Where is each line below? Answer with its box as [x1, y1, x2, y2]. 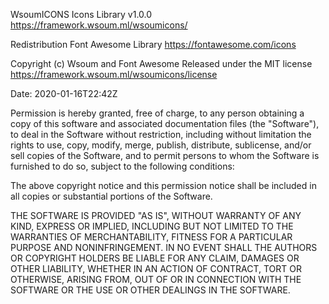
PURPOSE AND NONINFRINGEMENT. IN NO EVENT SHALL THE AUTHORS [10, 242, 318, 253]
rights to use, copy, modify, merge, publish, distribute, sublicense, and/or [10, 139, 312, 151]
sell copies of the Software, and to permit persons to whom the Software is [10, 150, 320, 161]
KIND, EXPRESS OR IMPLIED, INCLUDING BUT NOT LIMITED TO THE [10, 220, 294, 232]
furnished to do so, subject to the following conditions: [10, 160, 235, 172]
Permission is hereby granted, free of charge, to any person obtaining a [10, 107, 305, 119]
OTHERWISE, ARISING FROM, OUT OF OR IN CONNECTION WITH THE [10, 274, 302, 285]
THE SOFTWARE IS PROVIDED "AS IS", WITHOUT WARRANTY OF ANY [10, 210, 302, 221]
